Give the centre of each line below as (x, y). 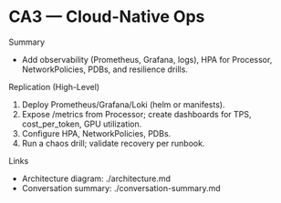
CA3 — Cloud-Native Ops (107, 17)
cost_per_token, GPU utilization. (82, 124)
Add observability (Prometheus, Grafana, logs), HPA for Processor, (147, 59)
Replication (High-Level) (54, 86)
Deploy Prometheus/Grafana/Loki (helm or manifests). (123, 104)
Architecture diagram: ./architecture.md (96, 178)
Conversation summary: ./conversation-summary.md (121, 188)
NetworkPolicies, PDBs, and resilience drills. (105, 69)
